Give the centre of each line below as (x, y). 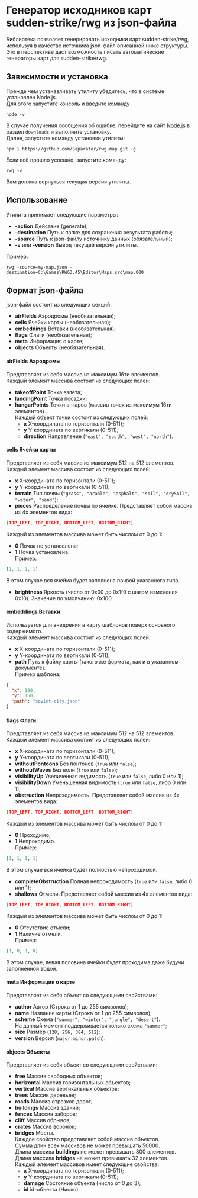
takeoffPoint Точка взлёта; (48, 392)
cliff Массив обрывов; (43, 1120)
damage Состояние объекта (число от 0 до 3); (82, 1183)
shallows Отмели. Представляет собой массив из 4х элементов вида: (103, 894)
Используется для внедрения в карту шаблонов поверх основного (91, 624)
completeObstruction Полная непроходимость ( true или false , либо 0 (103, 881)
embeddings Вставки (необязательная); (65, 329)
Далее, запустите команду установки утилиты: (66, 138)
